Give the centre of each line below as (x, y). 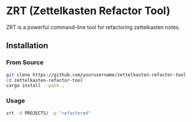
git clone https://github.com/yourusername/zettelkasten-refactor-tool (96, 75)
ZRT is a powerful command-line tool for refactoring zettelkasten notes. (93, 27)
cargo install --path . (35, 86)
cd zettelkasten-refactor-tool (45, 80)
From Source (25, 62)
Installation (27, 46)
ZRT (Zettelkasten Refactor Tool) (88, 11)
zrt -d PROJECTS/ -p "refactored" (49, 113)
